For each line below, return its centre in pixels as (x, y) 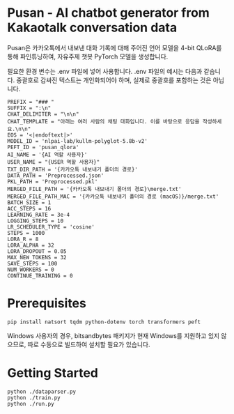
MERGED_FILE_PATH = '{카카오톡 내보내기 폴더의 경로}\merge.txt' (94, 189)
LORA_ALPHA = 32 (31, 245)
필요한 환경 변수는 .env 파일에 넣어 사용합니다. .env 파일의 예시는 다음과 (105, 71)
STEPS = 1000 (26, 233)
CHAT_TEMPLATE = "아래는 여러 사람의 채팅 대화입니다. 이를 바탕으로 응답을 (103, 121)
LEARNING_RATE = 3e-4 (39, 215)
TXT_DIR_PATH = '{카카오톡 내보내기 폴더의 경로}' (72, 169)
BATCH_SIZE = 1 (29, 202)
